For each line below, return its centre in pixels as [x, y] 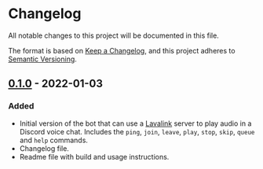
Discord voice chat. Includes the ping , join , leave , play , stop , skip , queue [137, 131]
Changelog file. [44, 148]
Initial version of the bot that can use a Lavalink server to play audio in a [135, 123]
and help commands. [54, 140]
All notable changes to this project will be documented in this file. [114, 35]
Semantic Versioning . [42, 59]
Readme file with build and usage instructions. [94, 156]
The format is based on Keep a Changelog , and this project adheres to [122, 50]
